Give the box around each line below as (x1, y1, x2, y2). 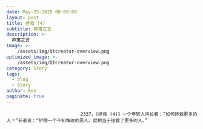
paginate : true (6, 93, 45, 99)
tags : (6, 71, 20, 77)
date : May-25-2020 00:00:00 (6, 8, 78, 15)
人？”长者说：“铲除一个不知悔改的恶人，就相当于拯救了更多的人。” (6, 117, 148, 124)
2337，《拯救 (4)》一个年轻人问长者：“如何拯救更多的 (80, 111, 198, 117)
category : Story (6, 65, 47, 71)
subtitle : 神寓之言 (6, 25, 52, 32)
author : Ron (6, 88, 36, 94)
